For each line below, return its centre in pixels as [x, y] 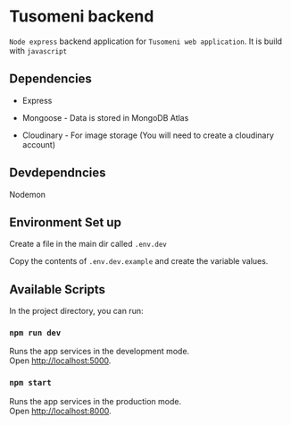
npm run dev [35, 333]
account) [39, 144]
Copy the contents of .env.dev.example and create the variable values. [139, 261]
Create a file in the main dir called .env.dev [88, 244]
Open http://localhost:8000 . [60, 411]
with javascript [38, 50]
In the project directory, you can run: [76, 311]
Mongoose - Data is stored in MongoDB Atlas [105, 117]
